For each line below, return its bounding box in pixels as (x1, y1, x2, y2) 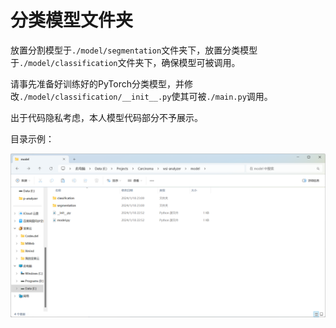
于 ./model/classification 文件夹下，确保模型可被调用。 (10, 56, 241, 68)
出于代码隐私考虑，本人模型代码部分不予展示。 (10, 111, 203, 123)
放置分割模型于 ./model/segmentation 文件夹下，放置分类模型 (10, 44, 258, 56)
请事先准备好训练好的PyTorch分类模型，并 (10, 77, 185, 90)
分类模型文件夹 (10, 9, 134, 32)
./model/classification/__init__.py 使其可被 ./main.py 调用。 (19, 90, 273, 102)
